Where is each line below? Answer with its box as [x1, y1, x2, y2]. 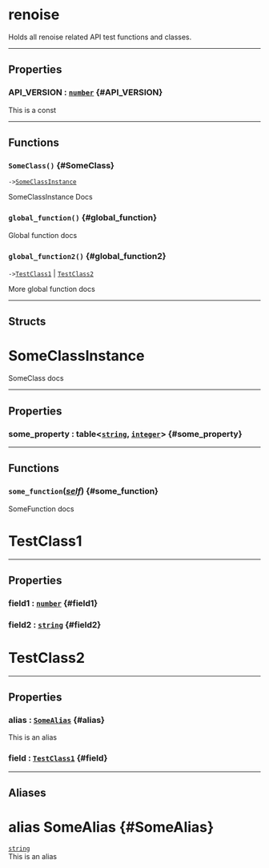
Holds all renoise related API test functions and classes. [8, 32, 192, 42]
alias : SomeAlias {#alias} [8, 715, 106, 726]
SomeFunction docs [8, 503, 74, 514]
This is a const [8, 105, 57, 115]
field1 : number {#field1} [8, 597, 98, 608]
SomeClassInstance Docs [8, 192, 94, 202]
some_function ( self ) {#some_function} [8, 486, 159, 497]
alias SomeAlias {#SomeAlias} [8, 818, 215, 837]
